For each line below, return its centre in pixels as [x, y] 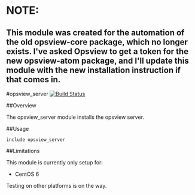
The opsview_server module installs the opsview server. [75, 117]
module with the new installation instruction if [94, 70]
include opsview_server [36, 140]
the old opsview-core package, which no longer [97, 42]
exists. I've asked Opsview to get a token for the [97, 51]
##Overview [22, 105]
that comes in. [33, 79]
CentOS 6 [27, 174]
